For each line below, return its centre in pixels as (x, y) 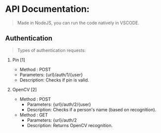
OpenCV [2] (24, 89)
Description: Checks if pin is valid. (54, 80)
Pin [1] (19, 60)
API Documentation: (47, 9)
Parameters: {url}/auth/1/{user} (51, 75)
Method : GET (34, 115)
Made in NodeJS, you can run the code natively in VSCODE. (78, 23)
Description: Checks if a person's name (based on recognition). (92, 109)
